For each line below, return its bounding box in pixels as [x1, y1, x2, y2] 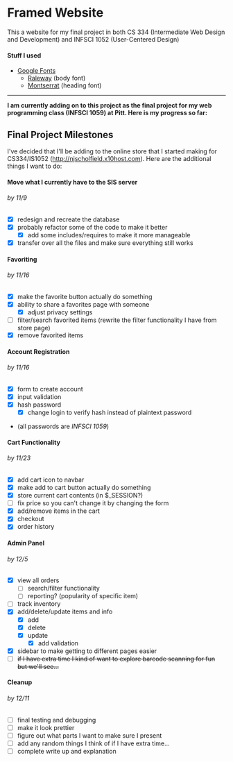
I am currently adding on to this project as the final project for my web [7, 101, 212, 110]
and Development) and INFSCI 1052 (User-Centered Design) [7, 35, 180, 43]
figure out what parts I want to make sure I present [17, 731, 162, 740]
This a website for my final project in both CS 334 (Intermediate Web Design [7, 28, 225, 36]
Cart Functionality [7, 438, 61, 446]
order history [17, 523, 55, 531]
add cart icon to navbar [17, 475, 85, 484]
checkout [17, 515, 44, 523]
